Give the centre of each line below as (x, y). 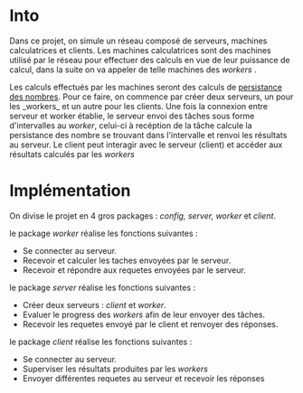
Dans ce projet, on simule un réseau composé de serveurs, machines (138, 41)
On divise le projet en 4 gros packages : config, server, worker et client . (143, 215)
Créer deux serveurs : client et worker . (95, 304)
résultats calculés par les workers (72, 154)
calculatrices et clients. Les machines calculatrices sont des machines (140, 50)
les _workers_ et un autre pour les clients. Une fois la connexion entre (139, 106)
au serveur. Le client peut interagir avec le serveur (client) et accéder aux (146, 145)
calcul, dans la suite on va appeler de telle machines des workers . (133, 70)
